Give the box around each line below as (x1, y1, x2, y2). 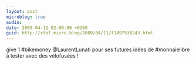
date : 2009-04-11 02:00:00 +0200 (6, 24, 88, 31)
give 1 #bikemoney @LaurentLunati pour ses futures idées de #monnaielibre (6, 46, 190, 53)
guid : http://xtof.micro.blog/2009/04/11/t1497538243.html (6, 30, 154, 36)
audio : (6, 19, 22, 25)
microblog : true (6, 14, 46, 20)
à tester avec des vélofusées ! (6, 52, 79, 59)
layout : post (6, 8, 38, 15)
